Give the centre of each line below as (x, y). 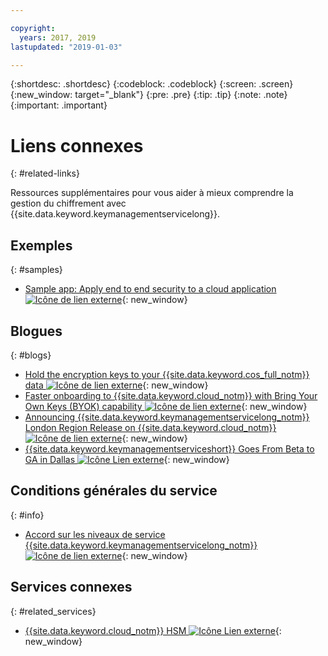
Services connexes (71, 587)
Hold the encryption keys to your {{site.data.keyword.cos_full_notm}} (167, 374)
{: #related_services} (53, 611)
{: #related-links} (45, 173)
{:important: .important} (59, 105)
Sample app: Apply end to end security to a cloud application (150, 289)
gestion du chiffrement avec (68, 203)
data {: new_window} (116, 385)
